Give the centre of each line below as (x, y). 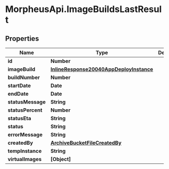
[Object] (61, 159)
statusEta (19, 118)
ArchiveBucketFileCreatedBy (86, 143)
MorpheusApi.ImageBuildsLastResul (83, 9)
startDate (19, 86)
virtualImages (25, 159)
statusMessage (27, 102)
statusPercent (25, 110)
